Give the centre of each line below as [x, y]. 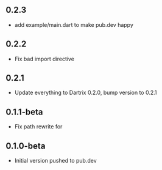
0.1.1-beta [24, 112]
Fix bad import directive [44, 59]
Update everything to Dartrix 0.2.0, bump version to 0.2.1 [86, 93]
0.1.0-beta [26, 146]
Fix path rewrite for [38, 127]
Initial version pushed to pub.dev [55, 161]
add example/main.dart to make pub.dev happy [74, 24]
